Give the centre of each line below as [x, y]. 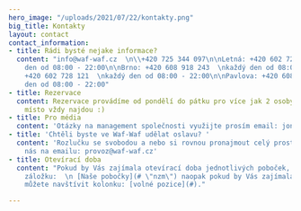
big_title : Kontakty [47, 26]
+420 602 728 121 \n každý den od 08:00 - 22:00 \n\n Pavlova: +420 [151, 76]
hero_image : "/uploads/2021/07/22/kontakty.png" [101, 18]
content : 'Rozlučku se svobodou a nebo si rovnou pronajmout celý [143, 143]
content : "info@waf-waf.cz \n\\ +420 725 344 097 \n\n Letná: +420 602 [149, 59]
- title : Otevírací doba [55, 159]
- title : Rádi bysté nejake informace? [83, 51]
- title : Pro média [45, 118]
